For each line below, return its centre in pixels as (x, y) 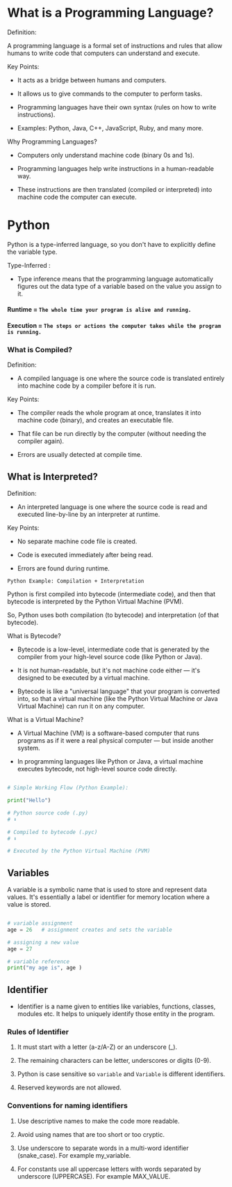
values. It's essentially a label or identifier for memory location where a (108, 897)
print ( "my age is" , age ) (44, 968)
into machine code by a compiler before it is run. (86, 386)
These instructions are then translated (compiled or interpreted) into (115, 189)
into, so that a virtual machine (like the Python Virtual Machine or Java (117, 699)
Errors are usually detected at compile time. (80, 455)
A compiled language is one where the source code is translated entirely (121, 379)
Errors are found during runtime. (63, 568)
